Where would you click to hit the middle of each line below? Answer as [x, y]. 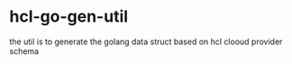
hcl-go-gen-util [69, 17]
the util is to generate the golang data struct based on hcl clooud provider [146, 41]
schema [24, 50]
